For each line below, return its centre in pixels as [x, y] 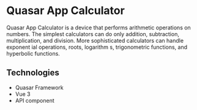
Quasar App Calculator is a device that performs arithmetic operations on [98, 28]
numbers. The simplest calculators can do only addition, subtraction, [93, 34]
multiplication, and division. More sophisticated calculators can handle [95, 40]
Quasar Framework [39, 87]
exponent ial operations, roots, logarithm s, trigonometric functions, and [97, 47]
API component [35, 100]
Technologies [33, 73]
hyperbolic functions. [33, 53]
